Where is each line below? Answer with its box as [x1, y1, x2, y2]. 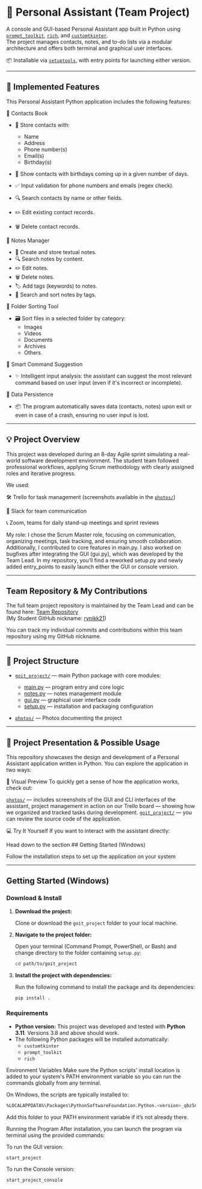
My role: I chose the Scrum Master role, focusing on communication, [6, 531, 176, 538]
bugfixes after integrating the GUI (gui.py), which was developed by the [6, 550, 183, 557]
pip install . [14, 995, 50, 1001]
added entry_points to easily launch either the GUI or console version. [6, 563, 179, 570]
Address [23, 139, 45, 146]
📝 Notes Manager [6, 237, 50, 244]
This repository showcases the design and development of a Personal [6, 754, 179, 760]
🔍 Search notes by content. [14, 255, 84, 262]
